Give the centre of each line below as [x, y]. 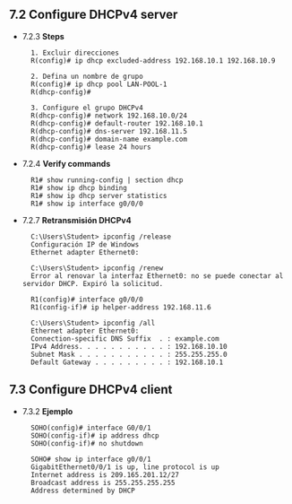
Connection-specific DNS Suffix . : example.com [125, 339]
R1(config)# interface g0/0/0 [87, 300]
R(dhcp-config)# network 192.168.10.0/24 [109, 116]
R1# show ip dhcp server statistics [99, 196]
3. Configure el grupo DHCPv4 [87, 108]
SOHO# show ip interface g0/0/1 [91, 459]
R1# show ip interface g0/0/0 [87, 204]
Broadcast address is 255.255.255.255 [103, 482]
